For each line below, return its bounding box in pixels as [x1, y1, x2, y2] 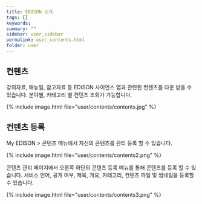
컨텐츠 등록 [6, 122, 45, 133]
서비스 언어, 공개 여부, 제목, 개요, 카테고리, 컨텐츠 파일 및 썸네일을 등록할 [24, 171, 195, 179]
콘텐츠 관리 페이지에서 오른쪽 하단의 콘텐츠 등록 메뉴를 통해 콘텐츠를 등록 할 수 [6, 164, 191, 171]
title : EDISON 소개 [6, 8, 53, 15]
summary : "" [6, 25, 36, 32]
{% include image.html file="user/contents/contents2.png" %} [6, 151, 161, 159]
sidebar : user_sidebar [6, 31, 64, 37]
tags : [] [6, 14, 28, 21]
